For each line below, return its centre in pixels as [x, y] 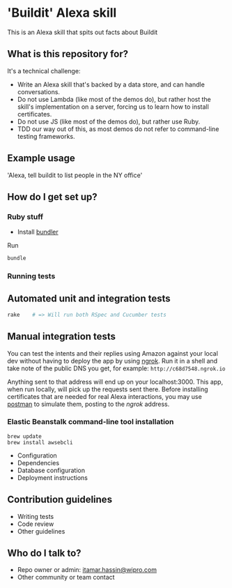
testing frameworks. [46, 136]
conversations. [39, 91]
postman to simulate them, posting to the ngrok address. [88, 404]
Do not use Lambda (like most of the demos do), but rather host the [114, 99]
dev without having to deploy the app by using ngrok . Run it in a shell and [113, 361]
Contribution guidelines [60, 500]
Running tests [31, 276]
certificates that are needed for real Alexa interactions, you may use [105, 396]
